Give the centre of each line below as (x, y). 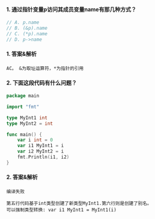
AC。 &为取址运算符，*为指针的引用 (45, 68)
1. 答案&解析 (22, 54)
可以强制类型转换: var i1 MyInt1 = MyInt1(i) (62, 210)
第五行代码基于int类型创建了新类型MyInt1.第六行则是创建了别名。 (79, 204)
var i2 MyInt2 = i (41, 151)
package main (23, 96)
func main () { (24, 134)
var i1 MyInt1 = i (41, 146)
